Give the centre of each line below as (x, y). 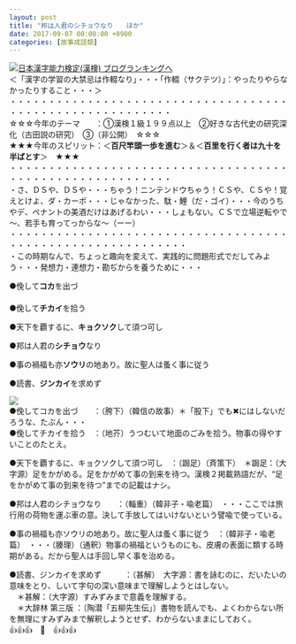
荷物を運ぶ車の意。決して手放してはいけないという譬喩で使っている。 (159, 515)
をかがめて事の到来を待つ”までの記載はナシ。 (92, 485)
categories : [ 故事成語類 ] (53, 42)
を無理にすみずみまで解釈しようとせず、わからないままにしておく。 (133, 619)
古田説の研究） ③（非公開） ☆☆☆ (92, 134)
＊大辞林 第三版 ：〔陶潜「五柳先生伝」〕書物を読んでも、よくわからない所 (150, 608)
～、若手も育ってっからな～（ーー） (75, 223)
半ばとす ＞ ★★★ (45, 157)
